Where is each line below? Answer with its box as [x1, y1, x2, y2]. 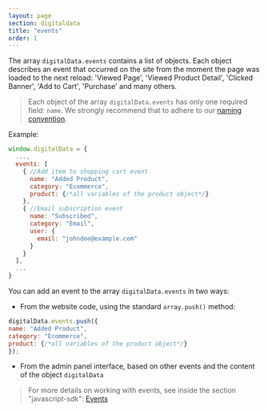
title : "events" [8, 26, 62, 34]
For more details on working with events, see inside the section [27, 385, 237, 395]
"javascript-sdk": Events [27, 394, 108, 404]
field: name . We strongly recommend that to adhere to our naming [27, 106, 242, 115]
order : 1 [8, 34, 38, 42]
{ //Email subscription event [22, 205, 124, 213]
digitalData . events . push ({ [8, 317, 98, 325]
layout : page [8, 11, 52, 20]
